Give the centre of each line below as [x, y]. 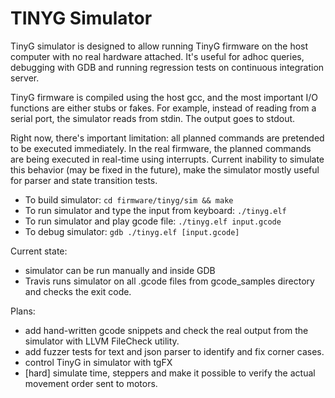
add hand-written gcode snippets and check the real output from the [166, 330]
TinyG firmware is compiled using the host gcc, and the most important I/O [164, 97]
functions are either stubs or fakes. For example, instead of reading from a [163, 108]
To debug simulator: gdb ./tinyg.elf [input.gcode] [132, 231]
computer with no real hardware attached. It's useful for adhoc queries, [157, 56]
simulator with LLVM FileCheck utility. [102, 341]
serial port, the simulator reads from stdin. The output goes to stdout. [153, 118]
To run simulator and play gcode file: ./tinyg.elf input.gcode [153, 221]
